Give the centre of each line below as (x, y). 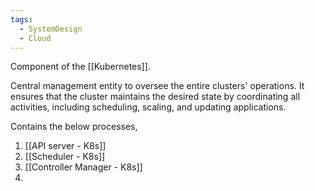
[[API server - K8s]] (65, 146)
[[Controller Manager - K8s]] (83, 167)
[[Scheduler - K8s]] (65, 157)
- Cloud (35, 38)
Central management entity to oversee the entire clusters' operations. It (157, 86)
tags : (21, 19)
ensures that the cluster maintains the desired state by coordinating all (155, 97)
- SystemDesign (51, 29)
